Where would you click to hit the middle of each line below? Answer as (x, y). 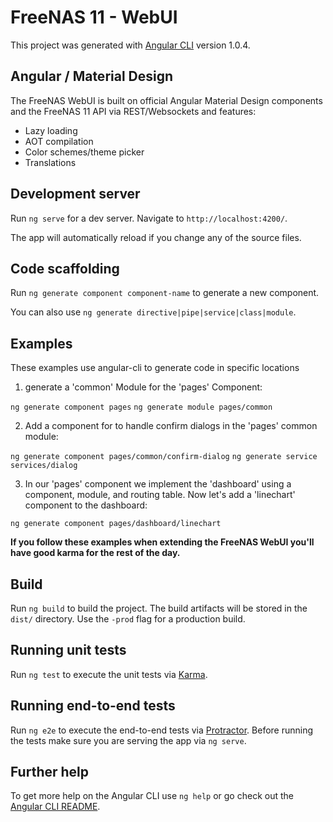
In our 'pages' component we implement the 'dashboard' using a (158, 484)
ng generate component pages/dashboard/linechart (116, 524)
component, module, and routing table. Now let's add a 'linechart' (160, 495)
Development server (75, 194)
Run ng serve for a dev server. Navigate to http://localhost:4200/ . (149, 218)
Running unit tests (68, 650)
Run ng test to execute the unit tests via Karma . (109, 674)
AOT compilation (59, 141)
